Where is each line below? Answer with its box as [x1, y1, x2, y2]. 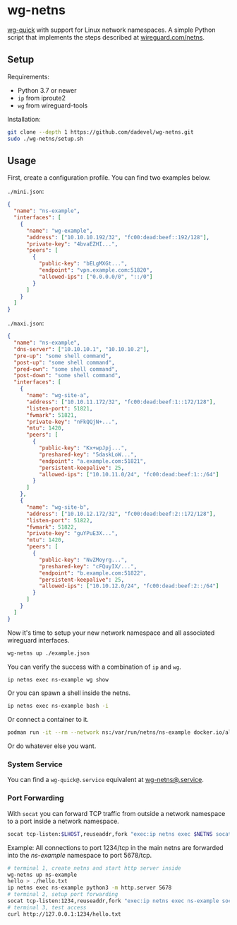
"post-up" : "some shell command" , [13, 359, 115, 366]
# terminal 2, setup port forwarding [7, 891, 119, 898]
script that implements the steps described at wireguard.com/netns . [7, 33, 205, 41]
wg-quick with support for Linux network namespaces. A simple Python [7, 25, 216, 34]
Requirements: [7, 72, 49, 81]
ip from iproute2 [17, 93, 66, 102]
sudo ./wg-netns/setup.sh [7, 135, 83, 142]
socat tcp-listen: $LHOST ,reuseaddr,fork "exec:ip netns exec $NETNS [7, 830, 213, 837]
